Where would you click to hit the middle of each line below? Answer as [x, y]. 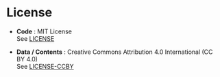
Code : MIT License [44, 31]
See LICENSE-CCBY [45, 66]
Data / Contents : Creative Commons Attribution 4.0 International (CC [114, 52]
